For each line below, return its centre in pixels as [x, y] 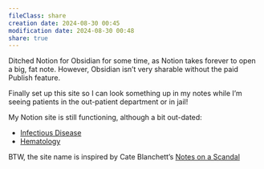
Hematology [40, 142]
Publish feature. [35, 78]
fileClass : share [37, 16]
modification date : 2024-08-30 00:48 [71, 30]
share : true [28, 38]
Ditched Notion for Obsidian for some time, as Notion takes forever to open [132, 61]
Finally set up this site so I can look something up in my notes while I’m [125, 94]
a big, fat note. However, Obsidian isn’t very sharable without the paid [124, 70]
